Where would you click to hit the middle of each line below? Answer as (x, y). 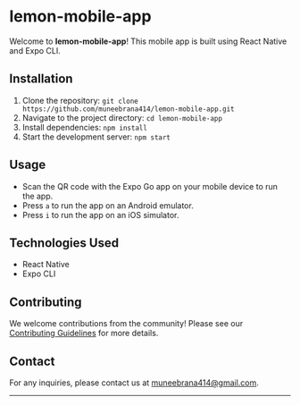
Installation (41, 79)
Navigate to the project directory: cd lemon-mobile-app (122, 117)
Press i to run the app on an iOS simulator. (100, 215)
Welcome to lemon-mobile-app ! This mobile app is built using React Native (148, 41)
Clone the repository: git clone (80, 100)
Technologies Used (64, 243)
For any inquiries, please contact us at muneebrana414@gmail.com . (134, 383)
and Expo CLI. (35, 50)
